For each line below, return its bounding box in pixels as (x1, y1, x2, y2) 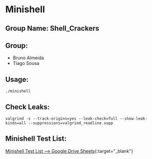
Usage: (5, 75, 29, 84)
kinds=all (5, 121, 27, 126)
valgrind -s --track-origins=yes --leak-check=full (5, 116, 118, 121)
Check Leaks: (5, 102, 50, 111)
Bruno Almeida (12, 55, 45, 61)
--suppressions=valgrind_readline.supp (28, 121, 114, 126)
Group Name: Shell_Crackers (5, 24, 99, 33)
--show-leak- (119, 116, 147, 121)
